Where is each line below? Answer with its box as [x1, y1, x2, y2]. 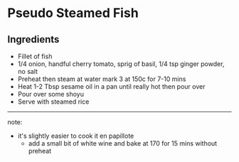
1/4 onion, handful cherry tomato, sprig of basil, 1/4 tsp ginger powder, [17, 60, 225, 68]
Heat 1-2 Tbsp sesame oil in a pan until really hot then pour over [17, 82, 206, 90]
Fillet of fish [17, 52, 53, 60]
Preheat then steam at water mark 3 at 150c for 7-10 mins [17, 75, 186, 83]
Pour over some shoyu [17, 90, 84, 98]
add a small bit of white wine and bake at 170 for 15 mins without [28, 139, 218, 147]
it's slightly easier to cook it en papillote [17, 131, 134, 140]
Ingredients [7, 33, 60, 45]
